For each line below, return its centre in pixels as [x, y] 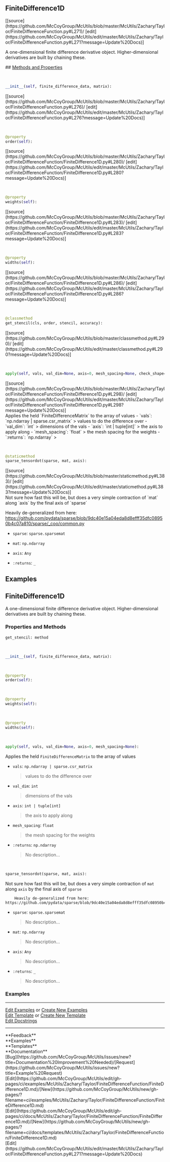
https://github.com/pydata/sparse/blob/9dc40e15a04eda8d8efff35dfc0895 [84, 518]
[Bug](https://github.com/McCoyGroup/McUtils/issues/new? [68, 1057]
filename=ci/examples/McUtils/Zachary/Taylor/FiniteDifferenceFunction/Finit [85, 1100]
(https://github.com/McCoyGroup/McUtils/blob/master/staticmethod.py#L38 [85, 476]
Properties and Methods [36, 627]
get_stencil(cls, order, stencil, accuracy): [54, 323]
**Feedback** [21, 1035]
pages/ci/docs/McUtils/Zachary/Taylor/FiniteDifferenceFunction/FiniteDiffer [84, 1116]
